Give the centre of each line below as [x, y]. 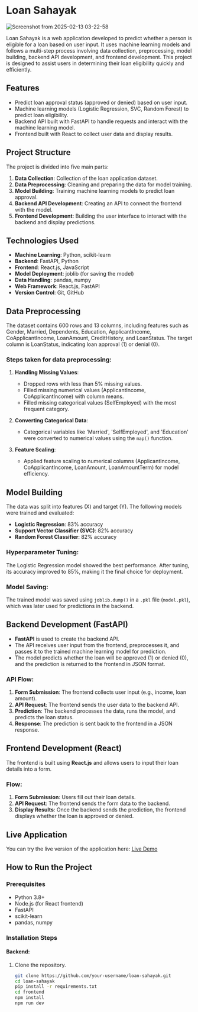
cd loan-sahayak [35, 981]
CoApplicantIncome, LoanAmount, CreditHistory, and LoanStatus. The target [99, 338]
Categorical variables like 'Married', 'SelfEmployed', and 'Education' [106, 432]
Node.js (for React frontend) [49, 903]
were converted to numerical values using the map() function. [98, 438]
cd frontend [29, 992]
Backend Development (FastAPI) [67, 625]
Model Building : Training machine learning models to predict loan [95, 190]
